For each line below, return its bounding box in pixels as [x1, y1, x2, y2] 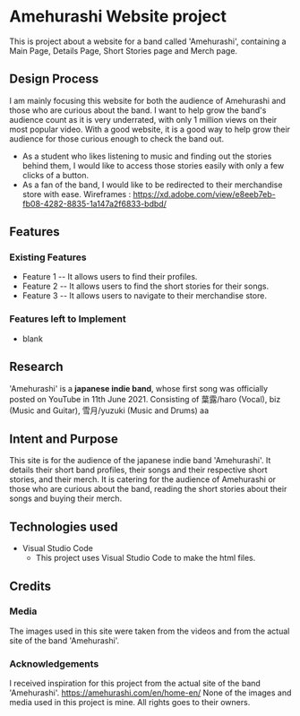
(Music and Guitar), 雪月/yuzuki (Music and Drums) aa [9, 405, 210, 416]
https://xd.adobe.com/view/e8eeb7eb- [133, 188, 276, 199]
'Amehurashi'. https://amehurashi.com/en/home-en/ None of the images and [9, 687, 292, 698]
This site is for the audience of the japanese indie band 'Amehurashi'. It [9, 455, 271, 466]
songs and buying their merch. [9, 493, 123, 504]
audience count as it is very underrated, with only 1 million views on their [9, 114, 278, 125]
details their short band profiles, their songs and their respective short [9, 464, 268, 476]
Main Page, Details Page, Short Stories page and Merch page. [9, 45, 238, 56]
